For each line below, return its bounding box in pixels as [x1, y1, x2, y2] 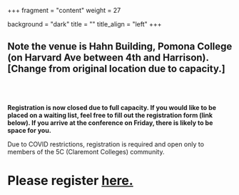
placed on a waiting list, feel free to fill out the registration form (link [7, 111, 213, 119]
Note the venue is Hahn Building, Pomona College [7, 41, 233, 53]
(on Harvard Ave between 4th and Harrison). [7, 51, 209, 64]
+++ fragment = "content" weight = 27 [7, 6, 121, 14]
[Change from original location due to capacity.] [7, 63, 226, 75]
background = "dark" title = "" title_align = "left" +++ [7, 20, 162, 28]
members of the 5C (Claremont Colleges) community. [7, 147, 165, 156]
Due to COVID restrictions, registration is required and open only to [7, 139, 205, 149]
